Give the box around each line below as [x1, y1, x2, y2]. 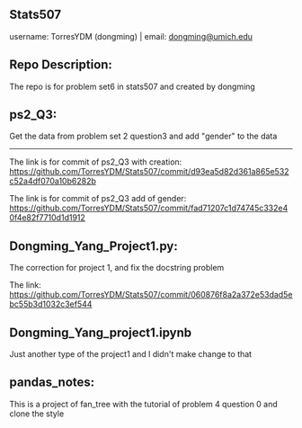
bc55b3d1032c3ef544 [9, 299, 93, 309]
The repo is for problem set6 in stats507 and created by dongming [9, 81, 256, 92]
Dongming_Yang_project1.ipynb [9, 325, 192, 340]
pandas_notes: [9, 375, 95, 390]
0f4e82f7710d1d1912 [9, 212, 85, 223]
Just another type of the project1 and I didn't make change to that [9, 349, 253, 360]
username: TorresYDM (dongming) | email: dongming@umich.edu [9, 31, 253, 41]
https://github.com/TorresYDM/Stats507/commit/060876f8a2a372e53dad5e [9, 290, 293, 300]
